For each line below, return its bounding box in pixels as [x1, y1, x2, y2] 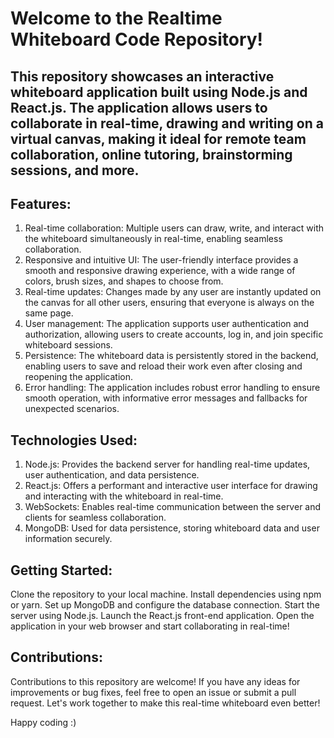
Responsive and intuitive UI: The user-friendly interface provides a [24, 254, 299, 266]
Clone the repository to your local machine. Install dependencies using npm [10, 588, 322, 601]
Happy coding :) [10, 716, 77, 728]
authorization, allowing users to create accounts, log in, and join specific [24, 328, 324, 341]
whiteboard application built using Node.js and [10, 83, 308, 101]
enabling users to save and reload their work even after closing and [24, 360, 303, 372]
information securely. [24, 533, 113, 545]
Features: [10, 195, 72, 212]
